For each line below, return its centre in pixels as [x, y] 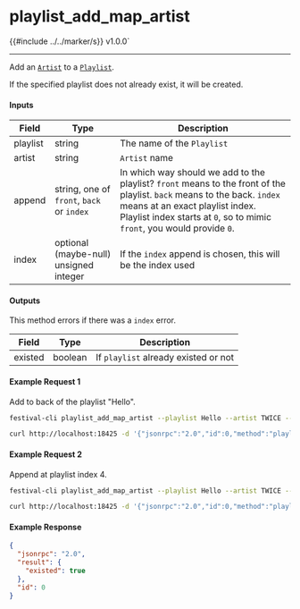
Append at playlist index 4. [58, 474]
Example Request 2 [46, 454]
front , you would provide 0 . [177, 228]
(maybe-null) [83, 254]
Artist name [147, 158]
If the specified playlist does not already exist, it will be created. [126, 84]
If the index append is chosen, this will [200, 254]
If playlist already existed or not [165, 358]
